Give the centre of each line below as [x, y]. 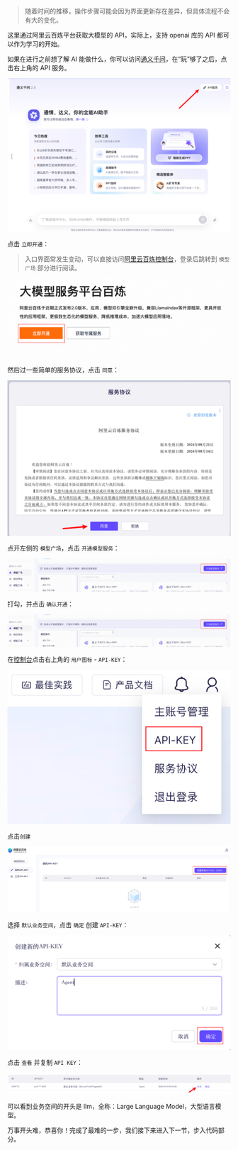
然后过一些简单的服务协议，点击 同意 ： [63, 370]
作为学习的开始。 [38, 44]
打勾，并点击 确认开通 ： [41, 604]
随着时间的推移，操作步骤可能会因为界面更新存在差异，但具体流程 [121, 11]
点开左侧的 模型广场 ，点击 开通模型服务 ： [63, 548]
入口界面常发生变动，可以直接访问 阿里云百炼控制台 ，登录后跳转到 [121, 259]
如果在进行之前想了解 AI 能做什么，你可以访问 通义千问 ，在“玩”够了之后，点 [117, 59]
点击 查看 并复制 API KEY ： [45, 1063]
